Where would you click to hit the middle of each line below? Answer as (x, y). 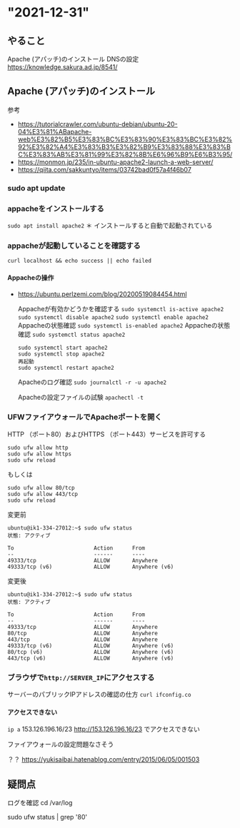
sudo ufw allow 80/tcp (41, 488)
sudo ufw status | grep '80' (47, 817)
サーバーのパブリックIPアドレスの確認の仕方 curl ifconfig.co (99, 695)
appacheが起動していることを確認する (74, 246)
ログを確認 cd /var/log (40, 803)
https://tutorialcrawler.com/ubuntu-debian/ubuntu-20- (97, 124)
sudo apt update (36, 188)
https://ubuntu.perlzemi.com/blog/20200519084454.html (102, 294)
